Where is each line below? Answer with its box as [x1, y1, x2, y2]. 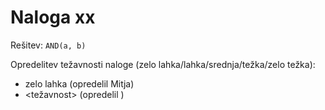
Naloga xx [10, 6, 96, 29]
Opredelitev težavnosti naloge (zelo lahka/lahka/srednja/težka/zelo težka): [10, 58, 316, 70]
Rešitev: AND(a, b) [10, 39, 87, 51]
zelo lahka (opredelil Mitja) [24, 77, 135, 90]
